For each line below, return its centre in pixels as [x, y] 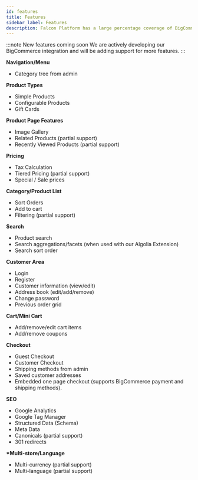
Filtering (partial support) [45, 215]
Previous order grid [38, 304]
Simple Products [34, 97]
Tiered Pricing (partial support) [52, 174]
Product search [33, 238]
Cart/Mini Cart [24, 316]
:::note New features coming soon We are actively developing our [85, 45]
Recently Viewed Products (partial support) [67, 144]
